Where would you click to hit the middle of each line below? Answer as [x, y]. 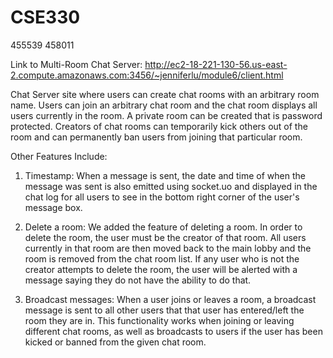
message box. [53, 207]
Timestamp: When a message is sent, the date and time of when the [165, 175]
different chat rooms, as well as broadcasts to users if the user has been [173, 331]
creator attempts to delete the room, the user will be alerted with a [161, 269]
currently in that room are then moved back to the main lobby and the [168, 248]
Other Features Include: [59, 156]
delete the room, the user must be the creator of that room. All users [165, 237]
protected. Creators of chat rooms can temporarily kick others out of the [159, 126]
